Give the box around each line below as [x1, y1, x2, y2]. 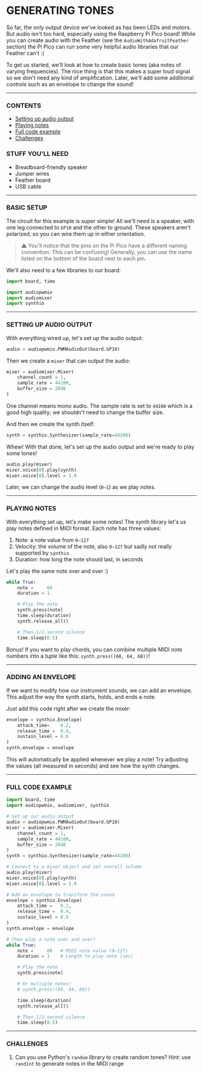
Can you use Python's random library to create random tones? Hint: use [14, 1053, 192, 1061]
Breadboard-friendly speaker [14, 163, 88, 170]
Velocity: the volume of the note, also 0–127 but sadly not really [14, 543, 172, 550]
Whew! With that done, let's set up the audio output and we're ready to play [6, 443, 195, 450]
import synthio [6, 301, 45, 307]
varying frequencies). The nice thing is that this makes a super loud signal [6, 67, 190, 75]
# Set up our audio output [6, 814, 74, 820]
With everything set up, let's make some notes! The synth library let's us [6, 518, 186, 525]
